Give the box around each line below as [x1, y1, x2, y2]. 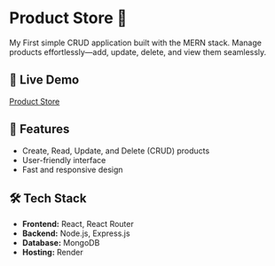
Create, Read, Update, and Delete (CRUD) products [21, 145, 210, 156]
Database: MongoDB [21, 238, 100, 248]
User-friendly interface [21, 154, 106, 165]
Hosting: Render [21, 247, 84, 258]
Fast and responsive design [21, 164, 123, 175]
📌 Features [9, 121, 70, 137]
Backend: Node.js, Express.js [21, 228, 130, 239]
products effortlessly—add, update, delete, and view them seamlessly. [9, 46, 267, 57]
